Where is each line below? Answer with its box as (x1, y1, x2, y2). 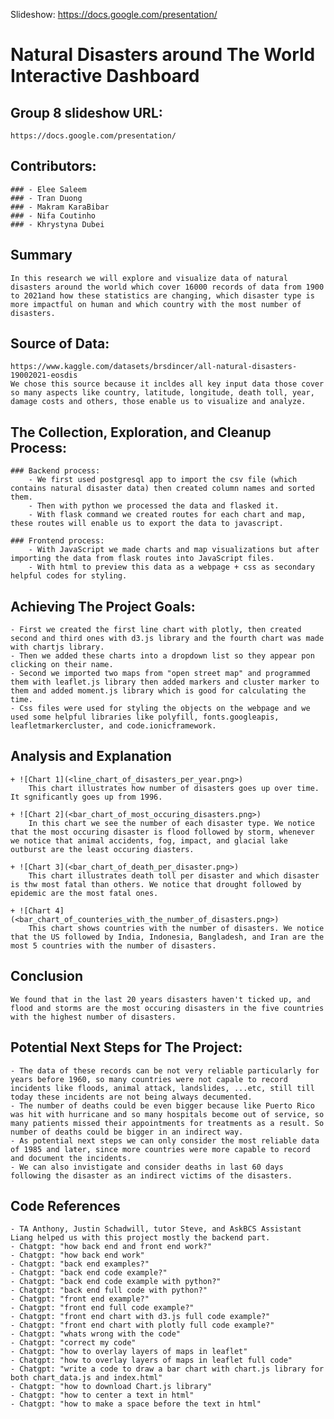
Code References (10, 1197, 121, 1214)
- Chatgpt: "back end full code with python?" (10, 1285, 208, 1296)
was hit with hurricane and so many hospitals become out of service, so (10, 1109, 325, 1119)
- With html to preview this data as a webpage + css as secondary (28, 562, 315, 573)
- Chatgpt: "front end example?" (10, 1294, 150, 1304)
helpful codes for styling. (10, 571, 128, 581)
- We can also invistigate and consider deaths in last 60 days (10, 1162, 284, 1172)
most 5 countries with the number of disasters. (10, 940, 217, 951)
